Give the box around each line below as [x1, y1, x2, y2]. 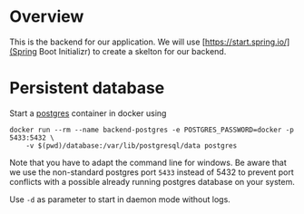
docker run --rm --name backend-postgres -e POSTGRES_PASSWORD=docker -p [9, 125, 295, 134]
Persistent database [9, 78, 165, 99]
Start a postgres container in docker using [9, 107, 167, 119]
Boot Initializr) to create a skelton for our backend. [39, 45, 227, 56]
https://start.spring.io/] [204, 36, 290, 47]
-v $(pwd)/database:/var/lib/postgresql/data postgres [25, 141, 238, 151]
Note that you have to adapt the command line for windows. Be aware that [9, 157, 288, 168]
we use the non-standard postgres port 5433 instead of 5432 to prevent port [9, 166, 295, 178]
